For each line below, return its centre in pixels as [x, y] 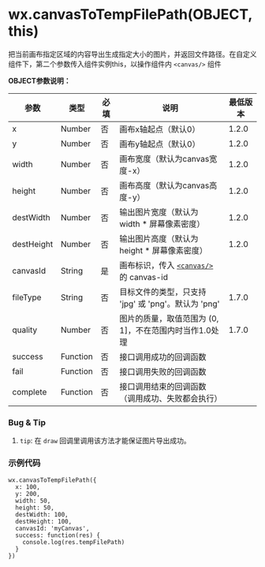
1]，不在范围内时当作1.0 [165, 330]
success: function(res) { [58, 535]
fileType [27, 297]
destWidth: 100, [42, 514]
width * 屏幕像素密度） [162, 224]
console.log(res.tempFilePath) [74, 542]
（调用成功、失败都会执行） [171, 398]
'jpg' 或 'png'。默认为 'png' [170, 304]
